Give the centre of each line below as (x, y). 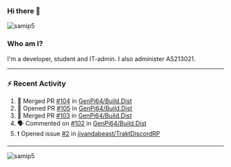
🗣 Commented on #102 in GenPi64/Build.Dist (81, 123)
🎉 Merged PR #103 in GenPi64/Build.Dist (74, 115)
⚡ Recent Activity (37, 83)
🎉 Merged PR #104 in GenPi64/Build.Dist (75, 101)
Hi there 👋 (24, 11)
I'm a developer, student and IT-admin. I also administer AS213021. (101, 58)
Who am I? (25, 44)
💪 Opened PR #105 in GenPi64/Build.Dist (75, 108)
